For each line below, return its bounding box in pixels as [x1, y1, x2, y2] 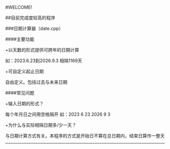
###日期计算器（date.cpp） [5, 25, 63, 31]
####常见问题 [5, 90, 34, 95]
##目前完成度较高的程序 [5, 15, 56, 21]
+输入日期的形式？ [5, 101, 44, 107]
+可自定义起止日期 [5, 68, 44, 74]
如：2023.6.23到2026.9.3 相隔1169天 [5, 58, 82, 64]
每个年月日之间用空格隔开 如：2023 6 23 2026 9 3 [5, 111, 110, 117]
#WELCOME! [5, 5, 32, 10]
